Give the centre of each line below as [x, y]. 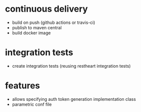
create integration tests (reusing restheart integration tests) [71, 66]
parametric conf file [32, 104]
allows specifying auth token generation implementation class [74, 99]
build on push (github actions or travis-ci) [54, 22]
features [23, 86]
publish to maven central [37, 27]
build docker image [31, 33]
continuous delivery [46, 9]
